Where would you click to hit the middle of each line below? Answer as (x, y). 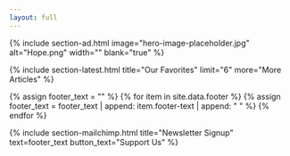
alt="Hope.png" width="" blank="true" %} (87, 52)
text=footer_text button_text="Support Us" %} (94, 142)
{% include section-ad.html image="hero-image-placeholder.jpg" (129, 43)
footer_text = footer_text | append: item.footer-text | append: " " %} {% (140, 106)
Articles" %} (32, 79)
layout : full (33, 17)
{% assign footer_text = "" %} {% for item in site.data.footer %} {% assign (145, 96)
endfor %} (28, 115)
